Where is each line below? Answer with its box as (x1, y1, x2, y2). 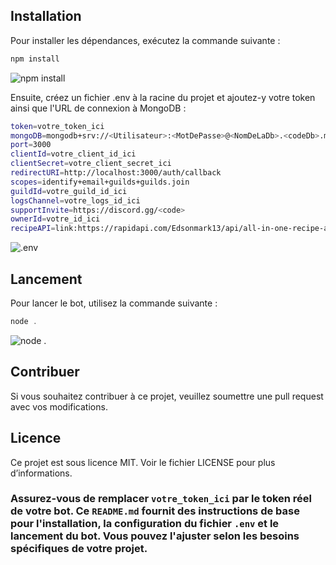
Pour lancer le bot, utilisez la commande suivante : (10, 297, 218, 309)
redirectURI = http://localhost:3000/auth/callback (10, 168, 222, 178)
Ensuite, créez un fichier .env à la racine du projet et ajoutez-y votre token (10, 91, 316, 103)
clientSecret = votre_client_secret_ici (10, 159, 172, 169)
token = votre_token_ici (10, 121, 105, 131)
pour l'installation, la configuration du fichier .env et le (10, 517, 280, 531)
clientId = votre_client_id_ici (10, 149, 137, 159)
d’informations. (10, 467, 73, 479)
